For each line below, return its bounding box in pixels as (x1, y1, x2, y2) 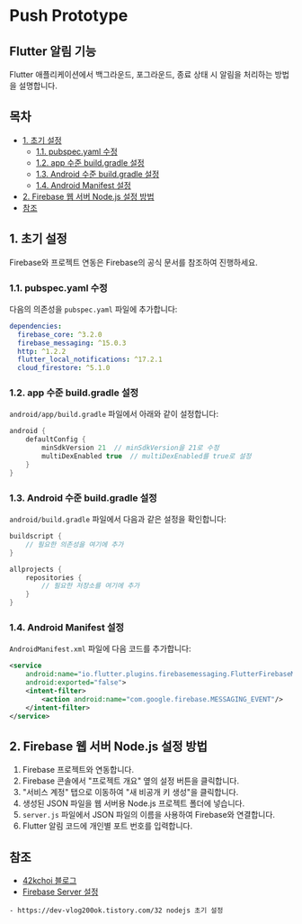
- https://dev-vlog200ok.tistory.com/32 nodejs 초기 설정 (9, 906, 224, 915)
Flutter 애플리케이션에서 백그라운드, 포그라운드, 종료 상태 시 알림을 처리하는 (9, 69, 273, 79)
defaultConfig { (25, 435, 87, 444)
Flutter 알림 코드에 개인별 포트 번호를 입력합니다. (22, 820, 193, 831)
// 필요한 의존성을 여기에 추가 (25, 539, 124, 549)
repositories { (25, 573, 83, 582)
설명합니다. (18, 80, 58, 91)
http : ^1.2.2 (17, 347, 67, 356)
